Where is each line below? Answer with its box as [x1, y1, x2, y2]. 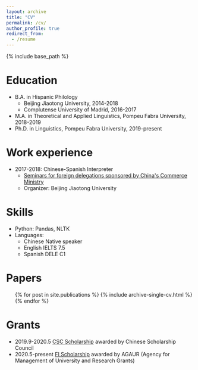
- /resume [11, 36, 36, 42]
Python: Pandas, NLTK [14, 225, 70, 232]
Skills [6, 206, 34, 219]
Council [14, 344, 34, 352]
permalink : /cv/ [6, 20, 46, 26]
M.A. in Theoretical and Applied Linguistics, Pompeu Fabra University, [14, 112, 186, 119]
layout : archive [6, 8, 46, 15]
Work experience [6, 146, 93, 160]
